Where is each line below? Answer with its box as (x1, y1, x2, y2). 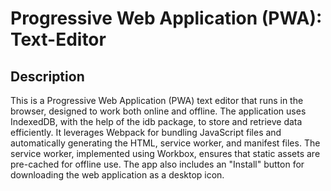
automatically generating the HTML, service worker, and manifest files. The (10, 137, 321, 149)
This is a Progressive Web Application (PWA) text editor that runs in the (10, 95, 304, 106)
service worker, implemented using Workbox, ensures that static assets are (10, 148, 321, 159)
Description (10, 68, 85, 85)
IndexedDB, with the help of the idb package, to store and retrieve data (10, 116, 303, 127)
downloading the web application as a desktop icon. (10, 169, 225, 181)
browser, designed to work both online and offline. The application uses (10, 105, 307, 117)
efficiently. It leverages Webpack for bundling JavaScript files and (10, 127, 282, 138)
